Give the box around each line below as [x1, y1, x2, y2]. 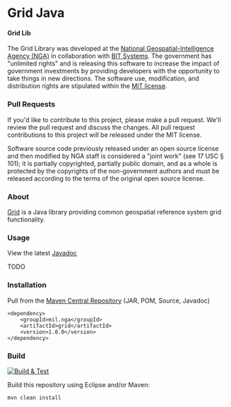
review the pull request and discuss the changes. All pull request [7, 123, 196, 131]
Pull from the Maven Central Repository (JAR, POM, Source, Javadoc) [7, 296, 211, 305]
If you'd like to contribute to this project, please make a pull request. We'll [7, 115, 221, 124]
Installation [7, 280, 47, 290]
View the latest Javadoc [7, 249, 78, 257]
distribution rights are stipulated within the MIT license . [7, 82, 167, 90]
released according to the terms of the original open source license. [7, 174, 205, 183]
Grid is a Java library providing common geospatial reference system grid [7, 207, 221, 216]
